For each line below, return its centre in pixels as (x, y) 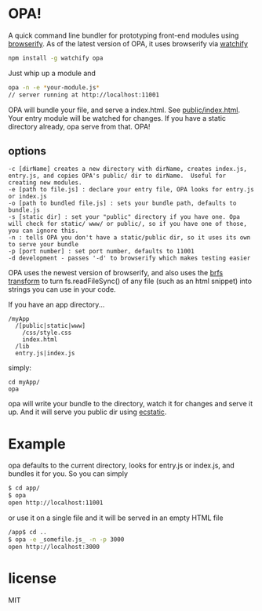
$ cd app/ (24, 488)
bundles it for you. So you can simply (68, 474)
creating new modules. (45, 183)
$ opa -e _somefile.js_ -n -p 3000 (66, 539)
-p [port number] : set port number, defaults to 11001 (101, 252)
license (33, 578)
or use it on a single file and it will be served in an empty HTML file (116, 518)
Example (37, 444)
